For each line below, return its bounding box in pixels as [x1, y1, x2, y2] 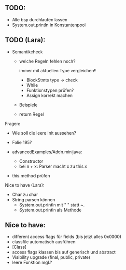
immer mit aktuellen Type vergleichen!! [19, 67, 97, 73]
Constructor [19, 158, 43, 164]
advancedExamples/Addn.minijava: [12, 149, 82, 155]
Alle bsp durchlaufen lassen [12, 16, 68, 22]
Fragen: [5, 121, 21, 127]
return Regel [19, 111, 44, 117]
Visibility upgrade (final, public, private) [12, 254, 91, 260]
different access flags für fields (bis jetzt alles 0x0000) [12, 234, 122, 239]
